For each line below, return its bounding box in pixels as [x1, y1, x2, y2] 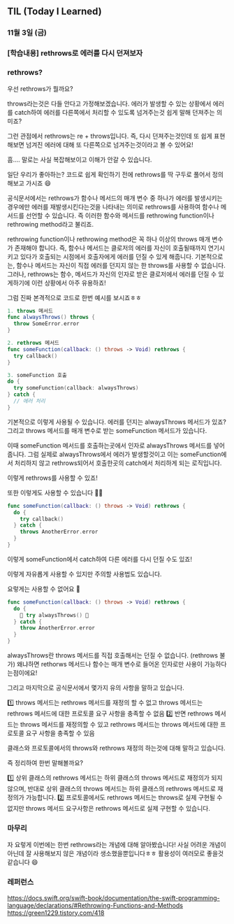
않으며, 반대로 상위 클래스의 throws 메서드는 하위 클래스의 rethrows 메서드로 [7, 785, 217, 793]
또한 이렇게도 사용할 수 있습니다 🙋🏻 [7, 488, 103, 497]
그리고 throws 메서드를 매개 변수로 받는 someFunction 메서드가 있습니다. [7, 426, 207, 434]
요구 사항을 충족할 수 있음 [25, 729, 96, 737]
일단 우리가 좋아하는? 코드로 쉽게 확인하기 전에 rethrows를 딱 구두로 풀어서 [7, 170, 211, 178]
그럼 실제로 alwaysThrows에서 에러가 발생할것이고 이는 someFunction [27, 450, 221, 458]
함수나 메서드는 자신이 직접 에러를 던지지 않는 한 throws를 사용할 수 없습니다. [16, 261, 226, 269]
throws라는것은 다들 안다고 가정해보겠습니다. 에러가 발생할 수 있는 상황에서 [7, 99, 212, 108]
